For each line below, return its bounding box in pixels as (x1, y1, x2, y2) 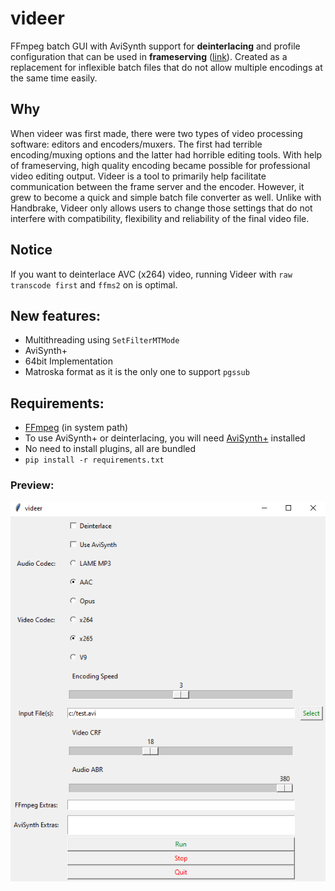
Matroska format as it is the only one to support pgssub (24, 366, 250, 378)
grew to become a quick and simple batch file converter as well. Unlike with (10, 191, 322, 203)
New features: (10, 307, 101, 324)
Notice (10, 242, 53, 259)
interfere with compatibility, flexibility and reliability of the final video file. (10, 212, 310, 224)
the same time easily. (10, 72, 98, 84)
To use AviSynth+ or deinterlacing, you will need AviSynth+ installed (24, 432, 306, 444)
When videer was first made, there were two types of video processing (10, 127, 303, 139)
